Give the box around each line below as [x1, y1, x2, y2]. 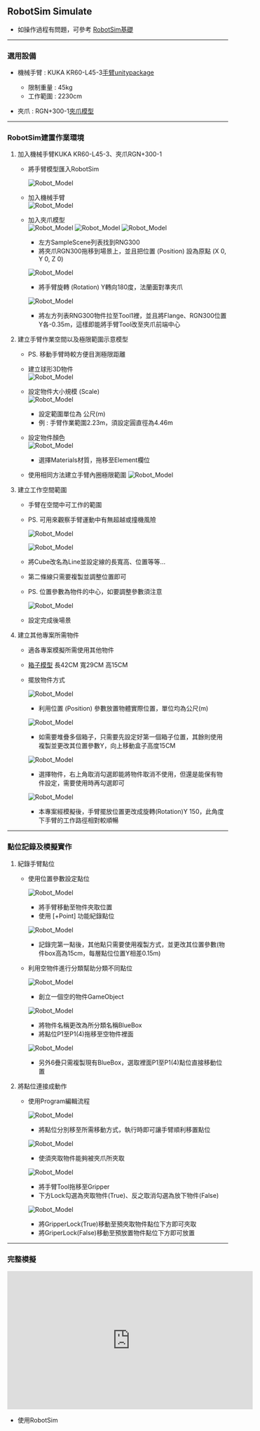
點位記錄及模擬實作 [7, 842, 72, 852]
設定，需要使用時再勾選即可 [44, 779, 125, 787]
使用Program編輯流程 [27, 1097, 90, 1105]
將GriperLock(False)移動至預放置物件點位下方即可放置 [38, 1228, 195, 1237]
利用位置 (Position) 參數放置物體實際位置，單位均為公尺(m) [38, 704, 209, 713]
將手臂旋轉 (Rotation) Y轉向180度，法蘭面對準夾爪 [38, 283, 184, 291]
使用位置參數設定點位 [27, 874, 90, 883]
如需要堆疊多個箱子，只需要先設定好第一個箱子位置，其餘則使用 [38, 733, 223, 741]
